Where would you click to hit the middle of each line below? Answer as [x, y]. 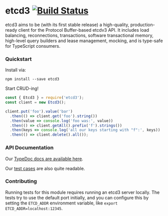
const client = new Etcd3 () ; [36, 102]
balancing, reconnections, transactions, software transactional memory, [79, 35]
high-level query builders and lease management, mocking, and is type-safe [84, 41]
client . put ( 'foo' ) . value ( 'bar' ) [39, 111]
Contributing [21, 181]
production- [143, 25]
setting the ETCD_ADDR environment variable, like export [61, 203]
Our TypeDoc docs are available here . [44, 159]
